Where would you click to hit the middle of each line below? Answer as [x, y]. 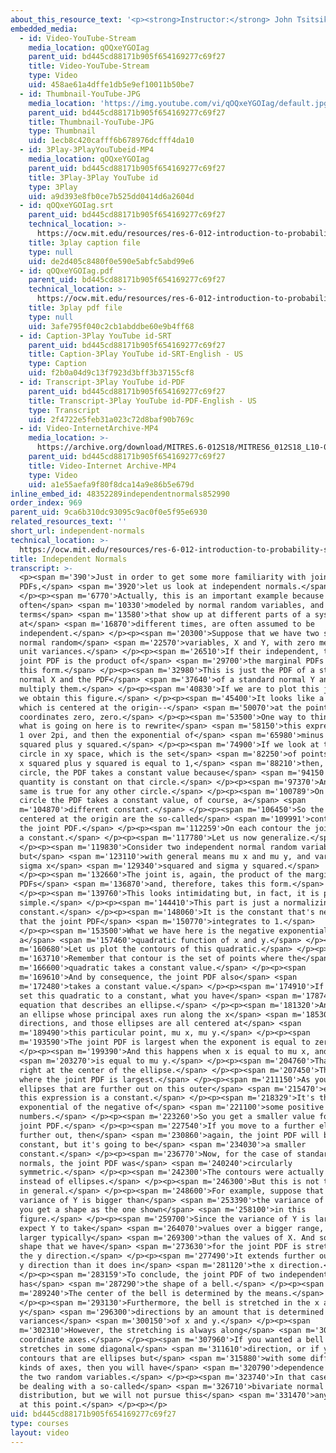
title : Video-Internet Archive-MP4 [102, 466]
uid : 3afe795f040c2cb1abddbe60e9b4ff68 [111, 326]
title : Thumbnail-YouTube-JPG [91, 122]
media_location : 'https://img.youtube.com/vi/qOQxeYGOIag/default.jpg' [180, 103]
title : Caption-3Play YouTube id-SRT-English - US [136, 354]
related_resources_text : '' [69, 522]
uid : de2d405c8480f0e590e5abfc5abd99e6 [111, 261]
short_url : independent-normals [77, 531]
